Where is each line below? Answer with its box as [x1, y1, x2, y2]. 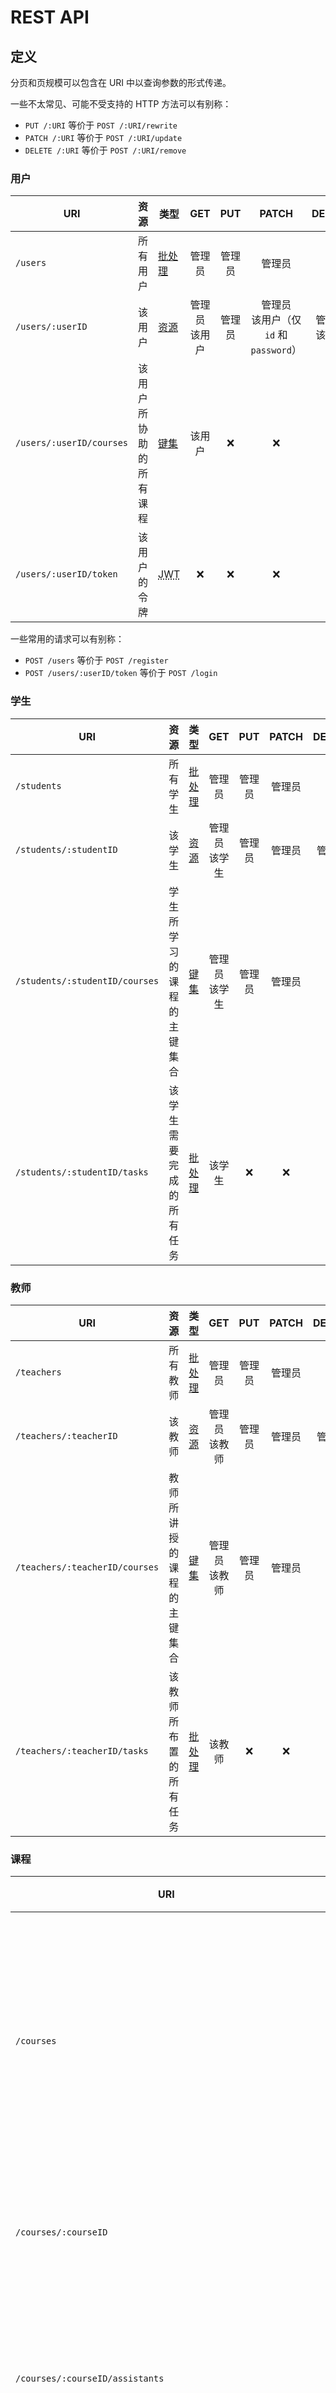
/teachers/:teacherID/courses [15, 1561, 160, 1573]
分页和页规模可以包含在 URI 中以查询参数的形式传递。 [10, 77, 232, 88]
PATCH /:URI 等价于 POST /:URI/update [24, 132, 183, 143]
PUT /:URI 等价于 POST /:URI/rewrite [24, 119, 178, 131]
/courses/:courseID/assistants [15, 2373, 165, 2385]
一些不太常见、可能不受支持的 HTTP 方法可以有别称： [10, 98, 232, 110]
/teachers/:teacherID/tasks [15, 1745, 149, 1756]
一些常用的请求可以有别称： [10, 633, 125, 645]
